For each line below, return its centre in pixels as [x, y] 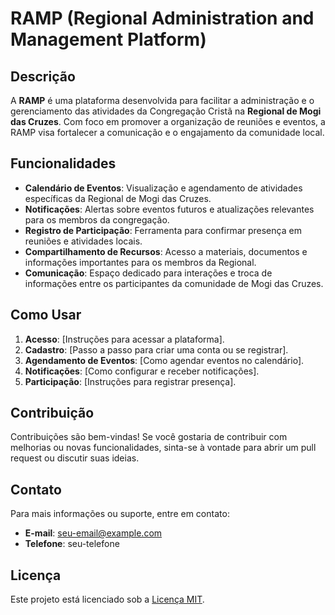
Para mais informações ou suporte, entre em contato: [120, 514]
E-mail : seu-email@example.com [93, 533]
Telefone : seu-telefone [72, 544]
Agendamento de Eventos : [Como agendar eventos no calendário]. [164, 360]
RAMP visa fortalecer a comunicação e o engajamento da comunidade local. [167, 132]
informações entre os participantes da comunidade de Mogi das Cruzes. [174, 283]
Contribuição [52, 413]
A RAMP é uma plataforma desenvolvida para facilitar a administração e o [162, 100]
